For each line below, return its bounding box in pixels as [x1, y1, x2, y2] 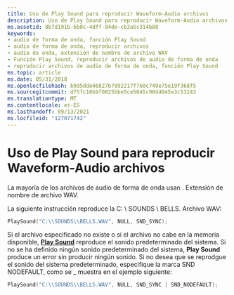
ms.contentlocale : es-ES [7, 102, 80, 109]
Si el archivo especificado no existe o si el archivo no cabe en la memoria [7, 230, 220, 239]
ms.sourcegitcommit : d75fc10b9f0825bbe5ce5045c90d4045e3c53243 [7, 88, 197, 96]
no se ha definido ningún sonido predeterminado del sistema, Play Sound [7, 245, 221, 254]
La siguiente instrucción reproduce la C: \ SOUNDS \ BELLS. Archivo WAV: [7, 204, 222, 213]
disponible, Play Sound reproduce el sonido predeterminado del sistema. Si [7, 238, 226, 247]
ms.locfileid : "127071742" [7, 114, 86, 122]
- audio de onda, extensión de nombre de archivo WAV [7, 50, 169, 57]
